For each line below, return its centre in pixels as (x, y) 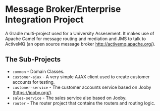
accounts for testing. (33, 82)
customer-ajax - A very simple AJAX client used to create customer (81, 77)
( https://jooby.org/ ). (32, 92)
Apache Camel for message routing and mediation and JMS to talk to (76, 39)
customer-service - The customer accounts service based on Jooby (82, 87)
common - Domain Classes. (38, 71)
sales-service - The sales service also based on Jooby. (69, 98)
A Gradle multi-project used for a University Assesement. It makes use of (80, 33)
